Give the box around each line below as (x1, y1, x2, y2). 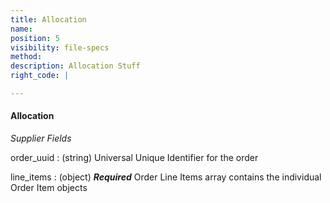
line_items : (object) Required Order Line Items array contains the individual (10, 171, 322, 183)
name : (10, 24, 33, 34)
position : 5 (10, 33, 60, 43)
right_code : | (10, 71, 70, 81)
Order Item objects (10, 182, 88, 194)
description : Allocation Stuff (10, 61, 141, 71)
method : (10, 52, 43, 62)
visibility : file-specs (10, 42, 110, 53)
